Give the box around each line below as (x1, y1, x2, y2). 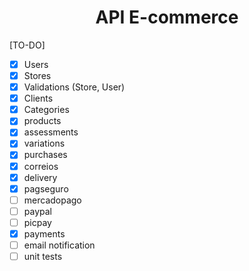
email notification (23, 239, 96, 251)
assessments (23, 126, 79, 138)
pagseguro (23, 182, 69, 195)
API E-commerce (95, 6, 239, 29)
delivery (23, 171, 58, 183)
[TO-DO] (9, 39, 46, 51)
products (23, 115, 62, 127)
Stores (23, 70, 52, 81)
